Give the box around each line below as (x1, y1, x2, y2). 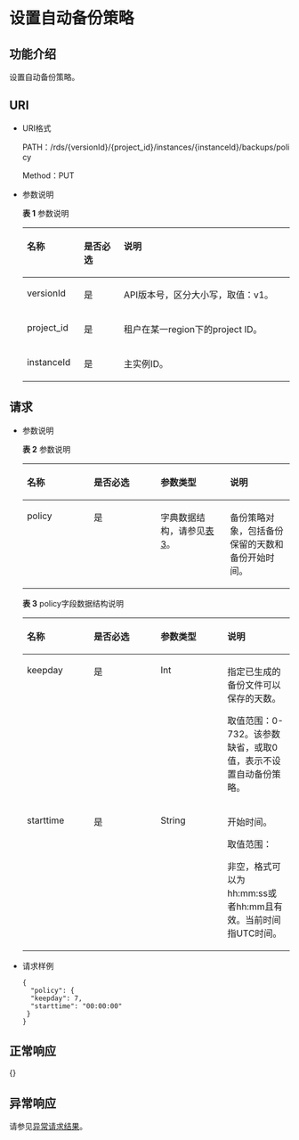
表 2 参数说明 (21, 444, 71, 454)
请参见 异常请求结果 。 (9, 1121, 87, 1132)
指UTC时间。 (226, 927, 282, 940)
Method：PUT (21, 170, 75, 181)
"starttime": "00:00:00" (30, 1001, 123, 1011)
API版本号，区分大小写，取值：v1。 (123, 289, 274, 301)
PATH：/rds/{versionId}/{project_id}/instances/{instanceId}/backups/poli (21, 142, 290, 152)
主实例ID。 (123, 357, 169, 370)
